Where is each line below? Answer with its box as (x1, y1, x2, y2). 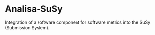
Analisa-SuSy (5, 3, 63, 15)
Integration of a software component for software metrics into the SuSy (5, 19, 151, 25)
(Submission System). (5, 24, 50, 30)
